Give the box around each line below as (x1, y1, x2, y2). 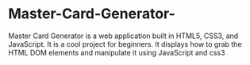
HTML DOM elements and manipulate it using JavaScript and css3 (8, 48, 225, 57)
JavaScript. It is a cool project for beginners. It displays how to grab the (8, 39, 242, 48)
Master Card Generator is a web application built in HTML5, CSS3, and (8, 31, 239, 40)
